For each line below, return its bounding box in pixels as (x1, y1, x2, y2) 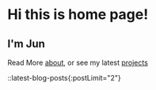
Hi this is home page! (7, 6, 149, 24)
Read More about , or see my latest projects (7, 58, 148, 67)
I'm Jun (7, 37, 45, 51)
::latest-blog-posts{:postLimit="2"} (7, 73, 121, 82)
